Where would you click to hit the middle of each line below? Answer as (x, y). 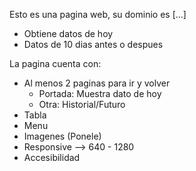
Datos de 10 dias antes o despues (93, 44)
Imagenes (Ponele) (62, 136)
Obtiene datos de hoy (68, 33)
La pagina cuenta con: (55, 63)
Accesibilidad (52, 157)
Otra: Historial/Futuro (82, 104)
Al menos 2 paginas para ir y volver (97, 83)
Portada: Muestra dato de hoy (100, 93)
